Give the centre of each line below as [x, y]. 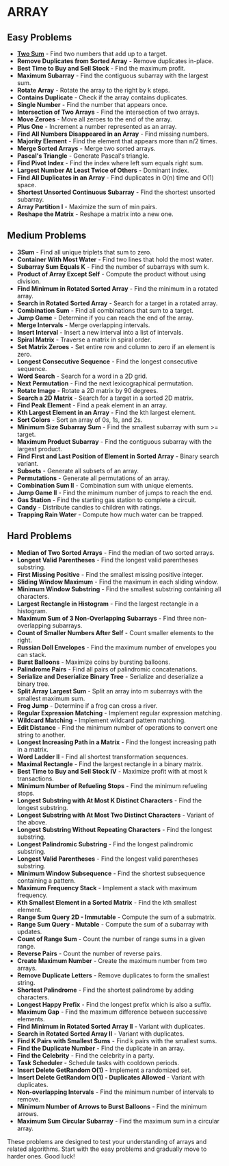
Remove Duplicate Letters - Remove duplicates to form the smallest [113, 975]
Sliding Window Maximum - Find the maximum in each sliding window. [118, 582]
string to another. [41, 735]
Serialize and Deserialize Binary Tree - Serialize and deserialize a [110, 676]
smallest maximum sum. [51, 698]
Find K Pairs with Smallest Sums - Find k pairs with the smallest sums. [117, 1040]
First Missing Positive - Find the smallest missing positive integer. [110, 574]
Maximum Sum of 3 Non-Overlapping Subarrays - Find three [104, 618]
